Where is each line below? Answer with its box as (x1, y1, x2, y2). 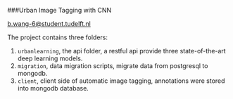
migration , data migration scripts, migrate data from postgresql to (17, 62, 208, 70)
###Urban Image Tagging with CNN (7, 6, 112, 14)
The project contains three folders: (7, 33, 108, 41)
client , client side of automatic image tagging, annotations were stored (17, 77, 225, 85)
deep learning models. (17, 54, 83, 62)
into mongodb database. (17, 84, 89, 92)
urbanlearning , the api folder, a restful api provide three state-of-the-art (17, 47, 227, 55)
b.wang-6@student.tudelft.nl (7, 20, 92, 27)
